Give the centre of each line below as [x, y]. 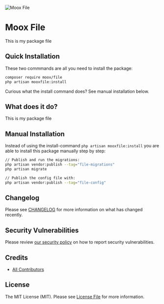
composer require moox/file [34, 77]
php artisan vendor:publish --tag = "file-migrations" [60, 165]
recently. [14, 215]
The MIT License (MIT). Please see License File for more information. [75, 297]
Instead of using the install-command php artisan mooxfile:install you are [82, 146]
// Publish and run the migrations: [42, 160]
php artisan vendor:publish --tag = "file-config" [56, 182]
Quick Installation [33, 56]
